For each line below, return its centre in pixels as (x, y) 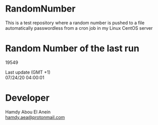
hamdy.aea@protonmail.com (35, 117)
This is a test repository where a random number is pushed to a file (75, 23)
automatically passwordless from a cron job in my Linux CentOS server (79, 28)
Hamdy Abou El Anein (28, 112)
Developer (27, 98)
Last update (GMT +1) (28, 72)
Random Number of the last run (72, 49)
